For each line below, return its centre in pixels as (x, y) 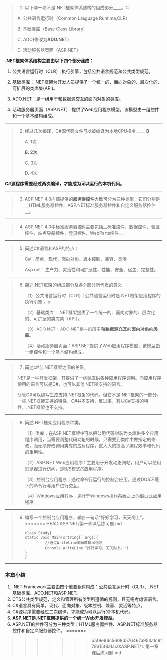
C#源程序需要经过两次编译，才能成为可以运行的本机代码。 (65, 184)
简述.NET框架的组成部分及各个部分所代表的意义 (73, 285)
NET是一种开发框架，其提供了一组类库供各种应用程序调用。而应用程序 (89, 378)
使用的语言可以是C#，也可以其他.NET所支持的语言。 (71, 384)
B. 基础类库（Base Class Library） (52, 29)
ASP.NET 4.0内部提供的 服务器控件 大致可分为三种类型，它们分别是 (92, 199)
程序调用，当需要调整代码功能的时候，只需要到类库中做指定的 (88, 439)
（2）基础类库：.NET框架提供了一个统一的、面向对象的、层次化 (90, 312)
